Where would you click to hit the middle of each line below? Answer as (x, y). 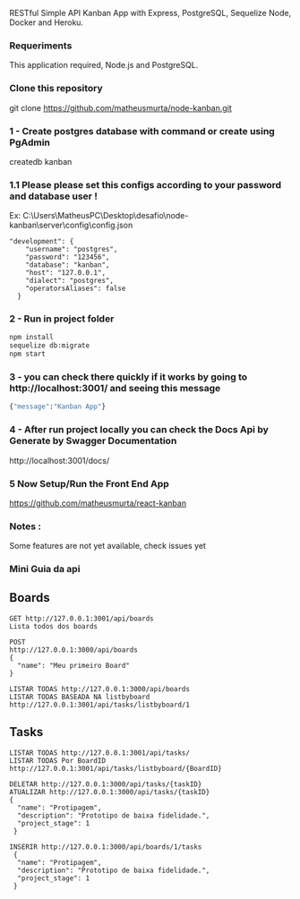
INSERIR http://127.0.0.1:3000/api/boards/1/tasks (106, 847)
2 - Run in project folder (62, 319)
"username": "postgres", (72, 250)
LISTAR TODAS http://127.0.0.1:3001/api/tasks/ (100, 753)
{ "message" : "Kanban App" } (57, 407)
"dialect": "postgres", (70, 281)
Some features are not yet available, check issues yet (107, 546)
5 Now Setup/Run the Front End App (90, 484)
